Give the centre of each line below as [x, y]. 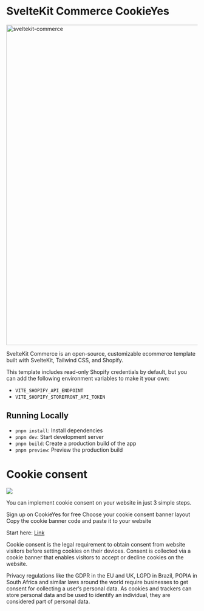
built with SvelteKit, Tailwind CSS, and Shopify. [65, 360]
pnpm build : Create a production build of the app [76, 443]
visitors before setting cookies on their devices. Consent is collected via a [99, 551]
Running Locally [37, 416]
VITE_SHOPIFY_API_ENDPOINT [49, 390]
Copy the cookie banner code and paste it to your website [79, 520]
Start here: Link [25, 533]
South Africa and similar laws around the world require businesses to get [97, 582]
